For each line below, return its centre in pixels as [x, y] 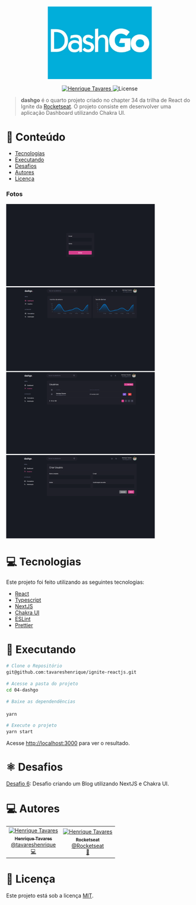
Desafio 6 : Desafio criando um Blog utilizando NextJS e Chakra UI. [88, 784]
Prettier [24, 625]
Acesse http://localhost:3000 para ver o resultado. [68, 743]
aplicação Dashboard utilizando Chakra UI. [73, 113]
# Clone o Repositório [34, 666]
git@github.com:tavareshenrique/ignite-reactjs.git [71, 672]
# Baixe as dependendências [41, 702]
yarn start [20, 732]
